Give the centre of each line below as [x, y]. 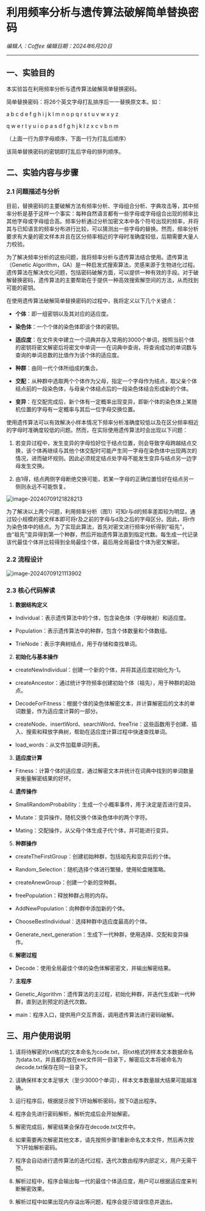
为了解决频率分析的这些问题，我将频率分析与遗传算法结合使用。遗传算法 [97, 257]
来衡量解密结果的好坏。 [45, 778]
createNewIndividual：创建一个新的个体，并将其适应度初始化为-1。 [99, 670]
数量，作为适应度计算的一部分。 [61, 711]
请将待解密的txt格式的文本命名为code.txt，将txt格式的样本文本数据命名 [104, 1052]
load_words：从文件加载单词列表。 [59, 745]
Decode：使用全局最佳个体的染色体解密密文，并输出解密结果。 [95, 968]
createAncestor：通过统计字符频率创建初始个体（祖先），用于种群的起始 [105, 683]
